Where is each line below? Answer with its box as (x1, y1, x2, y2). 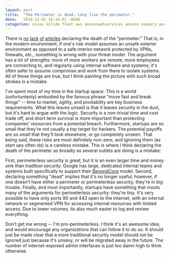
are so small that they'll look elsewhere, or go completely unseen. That (5, 131, 153, 137)
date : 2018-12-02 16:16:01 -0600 (5, 17, 80, 22)
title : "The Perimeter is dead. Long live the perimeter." (5, 12, 135, 17)
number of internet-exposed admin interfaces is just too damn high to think (5, 243, 162, 249)
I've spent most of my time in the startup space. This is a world (5, 88, 137, 94)
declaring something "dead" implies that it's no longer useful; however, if (5, 173, 157, 180)
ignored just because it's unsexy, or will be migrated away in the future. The (5, 237, 163, 243)
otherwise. (5, 248, 28, 254)
